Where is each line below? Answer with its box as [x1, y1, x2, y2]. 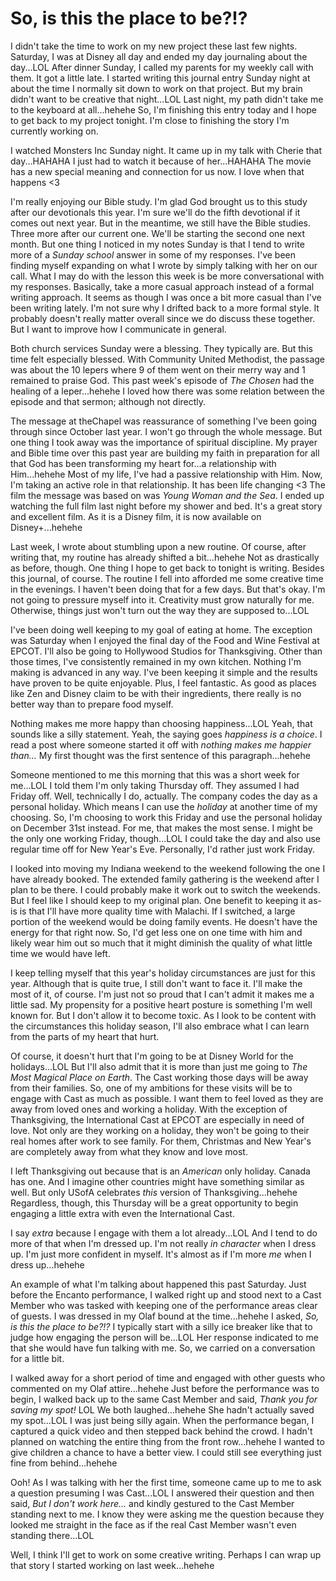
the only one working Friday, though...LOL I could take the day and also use [10, 832, 321, 844]
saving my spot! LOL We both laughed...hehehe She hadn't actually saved [10, 1403, 315, 1416]
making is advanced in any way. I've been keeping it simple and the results [10, 666, 318, 678]
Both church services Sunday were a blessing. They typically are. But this [10, 342, 313, 354]
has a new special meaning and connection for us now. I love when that [10, 165, 305, 177]
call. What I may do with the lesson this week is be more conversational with [10, 270, 325, 282]
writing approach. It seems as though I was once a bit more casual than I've [10, 291, 322, 303]
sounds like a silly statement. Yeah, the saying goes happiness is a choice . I [10, 728, 323, 740]
